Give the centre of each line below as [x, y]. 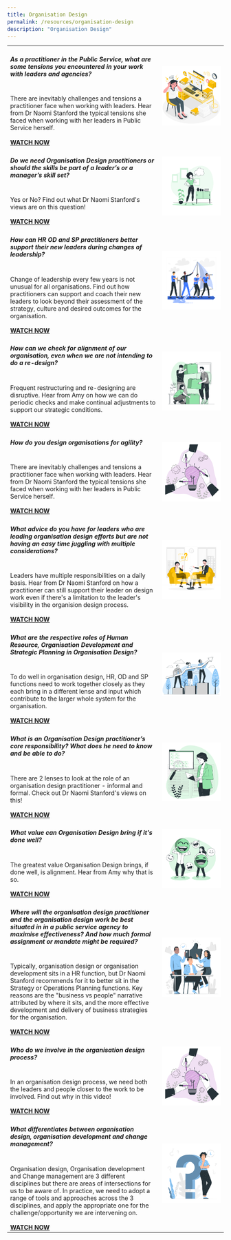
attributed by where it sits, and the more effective [79, 1003]
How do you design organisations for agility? [76, 442]
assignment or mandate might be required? [74, 941]
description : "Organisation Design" [59, 29]
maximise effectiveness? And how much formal [80, 934]
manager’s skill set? [40, 175]
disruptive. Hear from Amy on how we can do [74, 395]
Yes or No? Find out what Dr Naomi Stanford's [75, 200]
